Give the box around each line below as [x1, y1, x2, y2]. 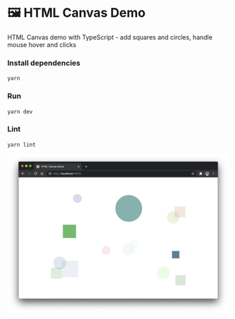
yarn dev [7, 108, 33, 115]
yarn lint [7, 141, 37, 148]
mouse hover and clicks [7, 40, 77, 49]
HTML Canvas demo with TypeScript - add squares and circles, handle [7, 32, 213, 42]
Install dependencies [7, 58, 81, 68]
